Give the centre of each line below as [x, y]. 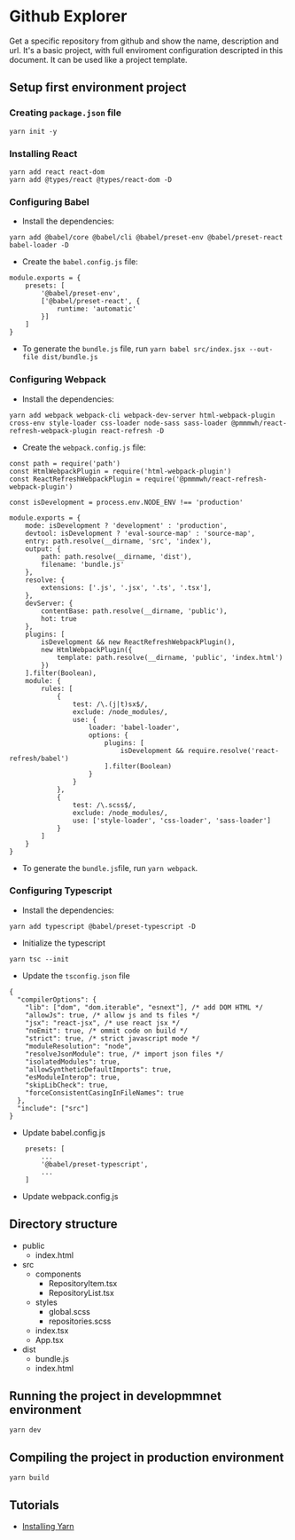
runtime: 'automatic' [97, 309]
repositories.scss [80, 1321]
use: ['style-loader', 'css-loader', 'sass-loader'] [172, 821]
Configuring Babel [50, 201]
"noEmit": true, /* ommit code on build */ [107, 1031]
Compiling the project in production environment [147, 1457]
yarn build [29, 1478]
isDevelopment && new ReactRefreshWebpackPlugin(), [139, 642]
